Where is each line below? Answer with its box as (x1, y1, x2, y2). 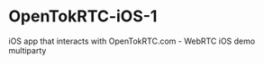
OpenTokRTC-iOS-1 (8, 6, 158, 27)
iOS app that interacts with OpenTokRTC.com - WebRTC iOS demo (8, 36, 256, 46)
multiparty (8, 45, 47, 55)
